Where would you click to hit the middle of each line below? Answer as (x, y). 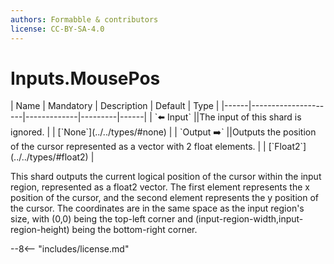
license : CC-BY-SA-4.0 (57, 29)
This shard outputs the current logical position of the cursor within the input (166, 177)
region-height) (40, 230)
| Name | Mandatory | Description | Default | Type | (115, 106)
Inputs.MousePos (85, 78)
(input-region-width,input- (249, 219)
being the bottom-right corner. (134, 230)
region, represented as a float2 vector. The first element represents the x (160, 187)
